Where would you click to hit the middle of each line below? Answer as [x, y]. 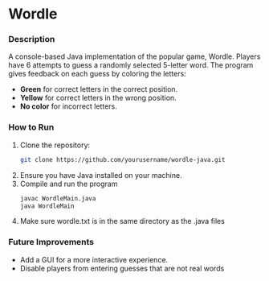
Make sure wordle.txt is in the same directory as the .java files [122, 221]
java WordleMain [47, 206]
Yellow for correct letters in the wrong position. [98, 98]
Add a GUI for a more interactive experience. [94, 259]
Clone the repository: [55, 145]
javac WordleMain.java [58, 198]
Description [32, 39]
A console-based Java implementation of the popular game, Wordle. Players [134, 56]
